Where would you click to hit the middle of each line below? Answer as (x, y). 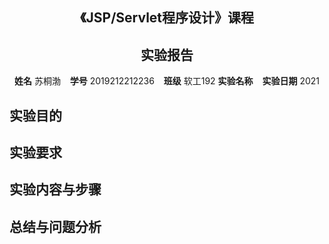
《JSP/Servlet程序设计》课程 (167, 18)
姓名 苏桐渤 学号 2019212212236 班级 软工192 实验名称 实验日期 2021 (167, 81)
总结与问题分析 (55, 226)
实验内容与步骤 (55, 189)
